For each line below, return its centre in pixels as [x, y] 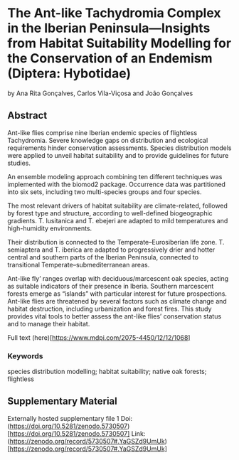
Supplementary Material [62, 401]
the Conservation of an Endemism [110, 59]
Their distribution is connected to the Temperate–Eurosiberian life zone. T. [116, 242]
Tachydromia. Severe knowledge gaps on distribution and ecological [108, 140]
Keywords [25, 355]
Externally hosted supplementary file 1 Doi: [70, 418]
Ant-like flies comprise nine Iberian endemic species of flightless [102, 132]
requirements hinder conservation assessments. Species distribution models [119, 148]
